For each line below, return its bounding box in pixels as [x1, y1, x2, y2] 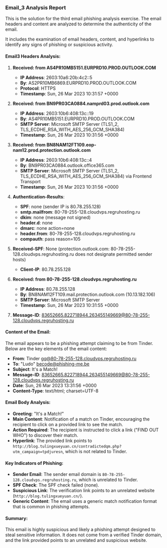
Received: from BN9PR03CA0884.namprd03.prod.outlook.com [12, 100, 150, 107]
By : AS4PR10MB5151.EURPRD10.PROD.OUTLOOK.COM [20, 116, 135, 122]
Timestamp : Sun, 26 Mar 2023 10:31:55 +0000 [20, 302, 119, 308]
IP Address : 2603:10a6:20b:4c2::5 [20, 74, 93, 80]
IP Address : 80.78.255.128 [20, 286, 75, 292]
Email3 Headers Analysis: [5, 53, 61, 59]
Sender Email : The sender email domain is [12, 471, 101, 477]
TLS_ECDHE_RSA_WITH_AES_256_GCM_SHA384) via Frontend [20, 173, 152, 179]
